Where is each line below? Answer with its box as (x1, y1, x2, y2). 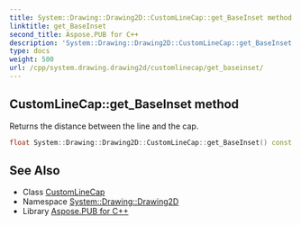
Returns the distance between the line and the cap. (9, 121, 199, 131)
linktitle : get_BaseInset (9, 22, 106, 31)
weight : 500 (9, 55, 54, 64)
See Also (9, 163, 60, 178)
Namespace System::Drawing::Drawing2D (22, 196, 179, 207)
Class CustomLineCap (22, 186, 105, 198)
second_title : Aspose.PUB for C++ (9, 30, 140, 39)
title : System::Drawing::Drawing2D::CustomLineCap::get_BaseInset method (9, 13, 293, 22)
